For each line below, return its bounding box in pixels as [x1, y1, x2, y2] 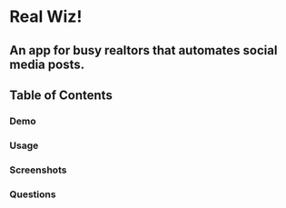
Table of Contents [9, 87, 113, 103]
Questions [9, 188, 56, 201]
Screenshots [9, 163, 67, 176]
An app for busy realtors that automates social [9, 43, 278, 58]
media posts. [9, 56, 84, 72]
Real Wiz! [9, 6, 83, 27]
